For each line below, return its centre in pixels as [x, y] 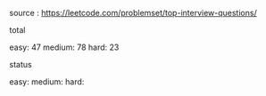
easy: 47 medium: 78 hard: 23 [64, 47]
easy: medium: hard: [47, 82]
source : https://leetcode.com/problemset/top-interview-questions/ [133, 13]
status [21, 64]
